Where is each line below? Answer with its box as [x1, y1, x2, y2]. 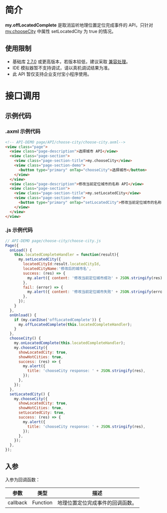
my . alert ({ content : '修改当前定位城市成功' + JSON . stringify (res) [27, 275, 163, 280]
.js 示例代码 [5, 227, 33, 234]
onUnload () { [9, 313, 37, 318]
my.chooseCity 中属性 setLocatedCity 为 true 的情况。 [5, 28, 116, 34]
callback [7, 499, 27, 506]
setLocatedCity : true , [18, 410, 66, 415]
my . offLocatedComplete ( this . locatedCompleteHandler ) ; [18, 322, 133, 327]
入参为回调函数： [5, 477, 40, 483]
